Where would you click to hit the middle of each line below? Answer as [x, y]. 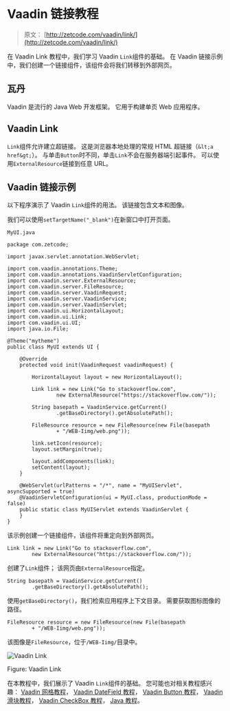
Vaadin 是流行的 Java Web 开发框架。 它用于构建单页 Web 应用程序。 [105, 107]
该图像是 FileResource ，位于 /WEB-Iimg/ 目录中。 [74, 642]
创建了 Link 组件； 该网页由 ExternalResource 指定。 [78, 568]
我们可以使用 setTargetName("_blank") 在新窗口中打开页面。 [91, 220]
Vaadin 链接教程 [53, 14]
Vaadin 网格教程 [43, 692]
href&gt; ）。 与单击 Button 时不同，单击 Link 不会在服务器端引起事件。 [103, 155]
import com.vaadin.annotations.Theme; [62, 269]
